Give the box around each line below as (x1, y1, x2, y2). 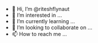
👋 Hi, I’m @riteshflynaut (11, 6, 70, 12)
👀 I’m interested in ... (11, 12, 62, 19)
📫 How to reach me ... (11, 31, 67, 37)
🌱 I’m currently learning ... (11, 18, 75, 24)
